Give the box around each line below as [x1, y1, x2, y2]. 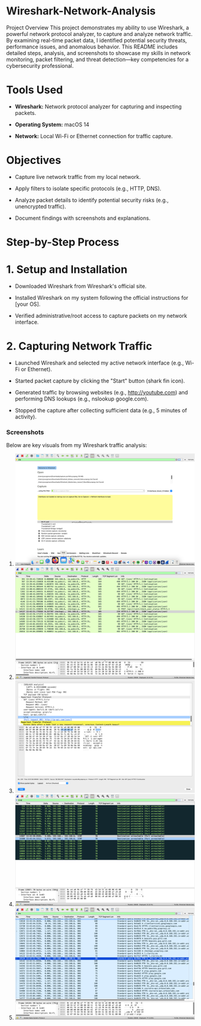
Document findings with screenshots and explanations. [14, 214, 151, 221]
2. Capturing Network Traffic [6, 339, 153, 353]
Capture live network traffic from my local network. [14, 173, 141, 180]
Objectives [6, 154, 62, 167]
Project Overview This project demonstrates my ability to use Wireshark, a [6, 24, 190, 31]
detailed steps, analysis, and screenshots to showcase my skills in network [6, 49, 191, 56]
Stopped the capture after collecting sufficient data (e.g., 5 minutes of [14, 406, 187, 414]
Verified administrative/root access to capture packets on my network [14, 312, 187, 319]
